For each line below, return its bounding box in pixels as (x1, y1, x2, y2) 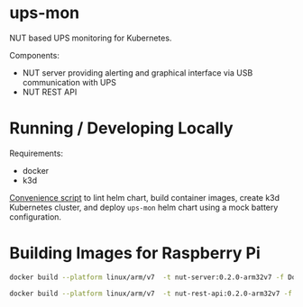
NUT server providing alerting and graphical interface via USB (22, 67, 253, 78)
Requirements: (9, 148, 63, 158)
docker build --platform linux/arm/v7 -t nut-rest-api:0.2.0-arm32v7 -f (9, 289, 293, 298)
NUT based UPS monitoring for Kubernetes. (9, 32, 172, 43)
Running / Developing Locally (9, 118, 234, 139)
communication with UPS (22, 77, 117, 87)
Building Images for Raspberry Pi (9, 243, 262, 264)
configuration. (9, 211, 61, 222)
